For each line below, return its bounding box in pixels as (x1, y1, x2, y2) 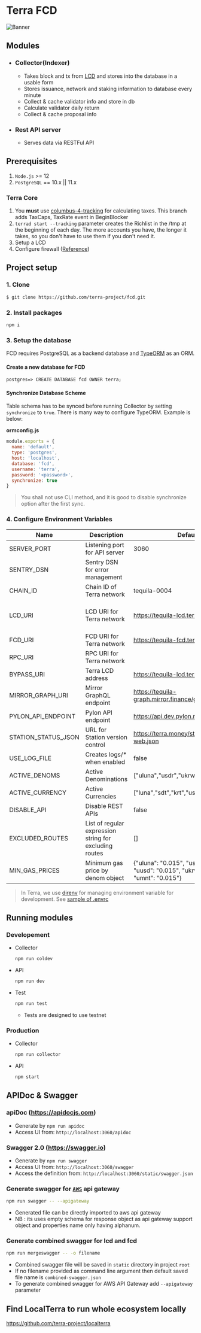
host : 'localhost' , (11, 456, 60, 461)
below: (6, 415, 23, 423)
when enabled (85, 758, 126, 766)
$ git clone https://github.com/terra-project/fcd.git (6, 294, 146, 300)
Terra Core (6, 193, 38, 202)
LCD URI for (85, 607, 118, 615)
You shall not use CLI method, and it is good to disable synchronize (20, 494, 187, 501)
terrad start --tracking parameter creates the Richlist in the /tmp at (14, 220, 187, 227)
